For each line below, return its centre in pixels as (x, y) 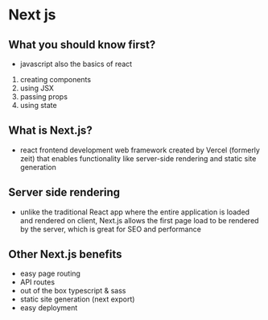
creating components (55, 79)
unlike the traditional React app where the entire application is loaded (135, 212)
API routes (37, 282)
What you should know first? (82, 45)
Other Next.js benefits (65, 254)
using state (39, 105)
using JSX (37, 88)
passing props (44, 97)
